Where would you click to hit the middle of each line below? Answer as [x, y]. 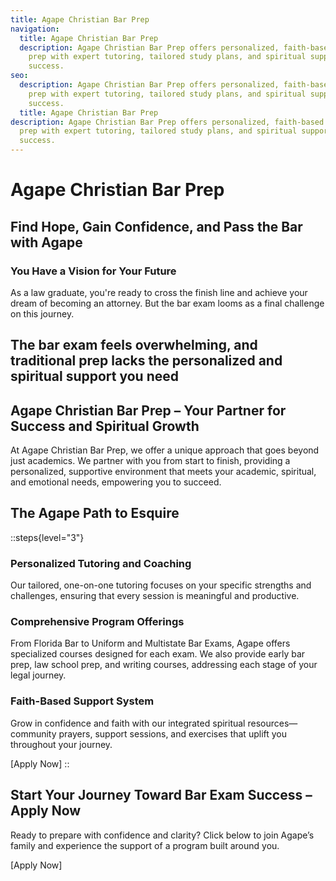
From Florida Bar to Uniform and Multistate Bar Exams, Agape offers [150, 643]
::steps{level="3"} [47, 537]
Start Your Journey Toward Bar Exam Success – [161, 795]
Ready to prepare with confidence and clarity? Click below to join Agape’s [162, 835]
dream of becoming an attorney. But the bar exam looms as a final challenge [167, 303]
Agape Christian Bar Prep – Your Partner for [148, 410]
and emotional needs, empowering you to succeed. [116, 482]
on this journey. [42, 313]
